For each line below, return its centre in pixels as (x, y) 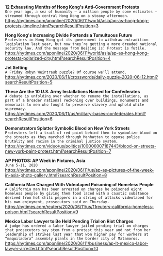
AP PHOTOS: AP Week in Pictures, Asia (45, 160)
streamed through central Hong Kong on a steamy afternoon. (67, 16)
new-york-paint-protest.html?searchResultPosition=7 (58, 151)
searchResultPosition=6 (29, 119)
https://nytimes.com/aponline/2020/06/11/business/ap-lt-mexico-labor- (77, 243)
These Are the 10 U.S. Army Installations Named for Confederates (73, 91)
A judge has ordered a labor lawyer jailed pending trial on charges (77, 226)
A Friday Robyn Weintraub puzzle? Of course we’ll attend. (66, 72)
